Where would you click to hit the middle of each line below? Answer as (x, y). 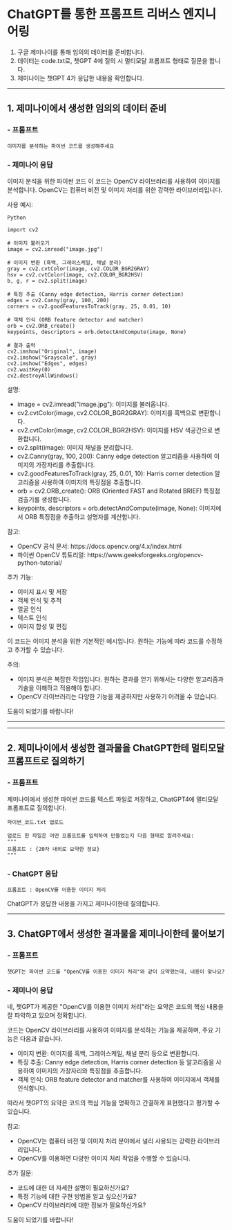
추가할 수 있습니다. (39, 649)
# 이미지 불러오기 (29, 243)
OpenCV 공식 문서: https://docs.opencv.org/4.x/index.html (99, 546)
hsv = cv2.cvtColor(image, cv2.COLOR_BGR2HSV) (75, 274)
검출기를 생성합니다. (44, 499)
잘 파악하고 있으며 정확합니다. (47, 1015)
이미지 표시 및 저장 (42, 591)
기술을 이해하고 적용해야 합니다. (59, 687)
